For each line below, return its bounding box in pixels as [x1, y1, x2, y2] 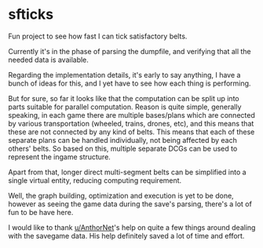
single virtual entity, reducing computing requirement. [8, 175, 182, 185]
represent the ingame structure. [8, 151, 111, 162]
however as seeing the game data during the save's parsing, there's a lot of [8, 199, 253, 209]
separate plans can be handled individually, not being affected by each [8, 135, 237, 144]
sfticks [8, 5, 53, 24]
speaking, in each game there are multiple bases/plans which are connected [8, 110, 255, 119]
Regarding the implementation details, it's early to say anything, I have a [8, 70, 241, 79]
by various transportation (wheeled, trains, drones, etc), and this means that [8, 119, 254, 128]
